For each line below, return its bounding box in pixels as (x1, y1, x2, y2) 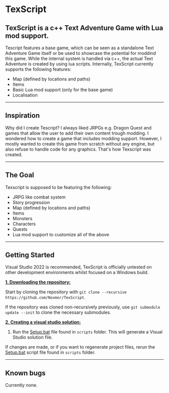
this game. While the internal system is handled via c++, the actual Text (5, 55, 153, 61)
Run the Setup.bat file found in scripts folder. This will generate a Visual (12, 329, 162, 335)
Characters (12, 221, 36, 227)
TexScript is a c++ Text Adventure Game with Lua (5, 24, 163, 32)
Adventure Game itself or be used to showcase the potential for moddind (5, 50, 156, 56)
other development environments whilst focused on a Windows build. (5, 270, 149, 276)
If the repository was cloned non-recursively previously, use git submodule (5, 304, 160, 310)
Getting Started (5, 251, 55, 259)
